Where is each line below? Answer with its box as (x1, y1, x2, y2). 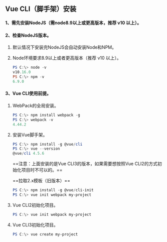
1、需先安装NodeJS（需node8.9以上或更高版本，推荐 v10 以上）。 (5, 20, 142, 26)
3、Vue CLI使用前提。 (5, 90, 52, 96)
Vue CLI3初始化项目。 (12, 221, 59, 227)
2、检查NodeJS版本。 (5, 32, 52, 38)
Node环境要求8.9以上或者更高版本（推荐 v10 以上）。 (12, 55, 121, 61)
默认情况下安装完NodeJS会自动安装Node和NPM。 (12, 44, 117, 50)
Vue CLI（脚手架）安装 (5, 5, 77, 14)
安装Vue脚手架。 (12, 132, 48, 138)
